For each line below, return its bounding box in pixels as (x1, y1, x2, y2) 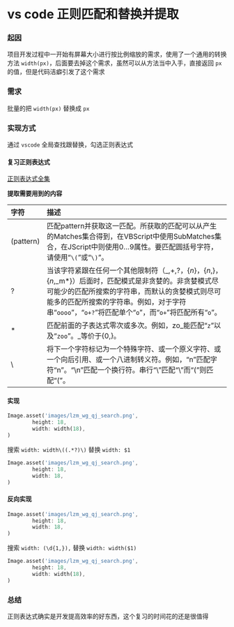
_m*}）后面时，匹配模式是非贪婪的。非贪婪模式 (55, 276, 212, 286)
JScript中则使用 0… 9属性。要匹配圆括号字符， (67, 242, 218, 252)
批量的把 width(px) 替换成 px (7, 104, 90, 112)
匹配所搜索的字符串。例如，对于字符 (67, 297, 187, 307)
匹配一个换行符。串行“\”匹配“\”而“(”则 (83, 365, 207, 375)
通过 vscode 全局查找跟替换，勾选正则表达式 (7, 140, 134, 149)
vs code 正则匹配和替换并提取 (7, 6, 179, 22)
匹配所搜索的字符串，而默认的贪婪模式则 (74, 287, 208, 297)
